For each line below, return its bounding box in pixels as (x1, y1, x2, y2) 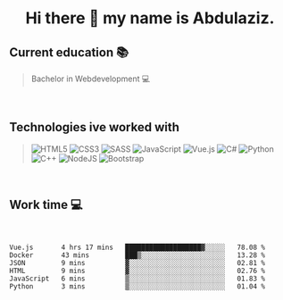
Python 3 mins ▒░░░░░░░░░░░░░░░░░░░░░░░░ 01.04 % (9, 281, 266, 291)
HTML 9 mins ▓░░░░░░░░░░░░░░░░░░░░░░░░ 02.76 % (9, 266, 266, 275)
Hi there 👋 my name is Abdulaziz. (25, 8, 275, 29)
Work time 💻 (9, 197, 83, 212)
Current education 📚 (9, 45, 129, 60)
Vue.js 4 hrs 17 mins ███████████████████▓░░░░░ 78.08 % (9, 243, 266, 252)
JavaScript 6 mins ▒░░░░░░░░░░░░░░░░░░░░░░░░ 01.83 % (9, 274, 266, 283)
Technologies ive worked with (9, 120, 180, 135)
